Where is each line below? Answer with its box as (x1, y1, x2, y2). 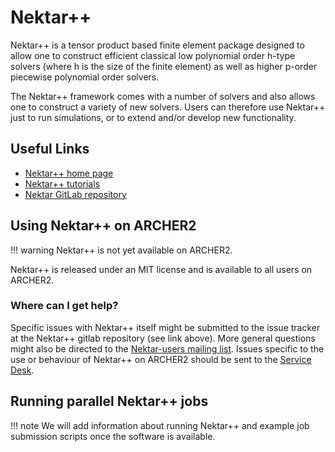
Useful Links (10, 141, 90, 158)
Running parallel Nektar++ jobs (10, 393, 209, 410)
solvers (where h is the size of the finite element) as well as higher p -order (10, 60, 318, 72)
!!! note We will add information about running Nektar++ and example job (10, 419, 310, 431)
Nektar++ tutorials (24, 177, 101, 190)
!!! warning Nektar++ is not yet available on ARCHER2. (10, 244, 233, 256)
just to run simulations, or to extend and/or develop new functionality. (10, 111, 297, 123)
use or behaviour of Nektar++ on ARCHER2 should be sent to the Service (10, 353, 312, 365)
